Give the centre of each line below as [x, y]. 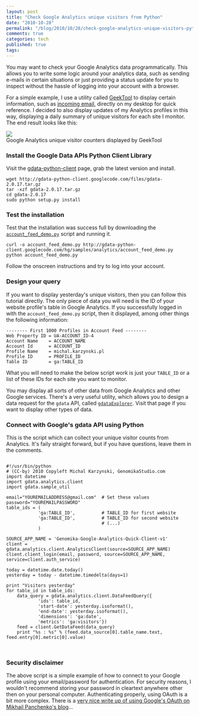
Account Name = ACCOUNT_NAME [46, 341]
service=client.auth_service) [44, 560]
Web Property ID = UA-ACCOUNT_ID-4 [50, 335]
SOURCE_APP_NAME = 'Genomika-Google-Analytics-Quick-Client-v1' [87, 539]
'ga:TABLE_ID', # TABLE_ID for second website [108, 518]
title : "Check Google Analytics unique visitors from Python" [84, 17]
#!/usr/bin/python [29, 466]
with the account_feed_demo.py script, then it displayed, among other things [98, 313]
